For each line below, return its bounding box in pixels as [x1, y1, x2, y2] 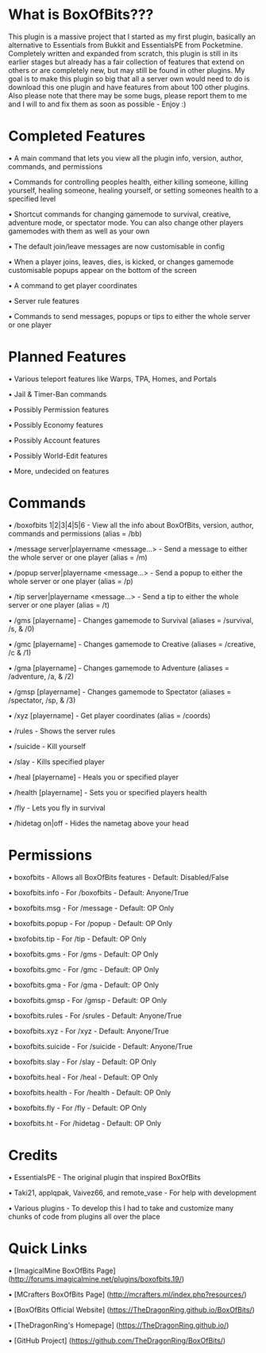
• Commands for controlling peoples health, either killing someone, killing [8, 177, 249, 186]
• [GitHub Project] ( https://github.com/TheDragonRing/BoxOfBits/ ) [8, 1336, 226, 1345]
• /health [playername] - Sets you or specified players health [8, 787, 207, 797]
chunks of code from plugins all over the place [8, 1212, 160, 1221]
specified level [8, 194, 56, 203]
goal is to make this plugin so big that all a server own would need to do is [8, 74, 250, 83]
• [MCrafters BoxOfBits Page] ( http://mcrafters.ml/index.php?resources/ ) [8, 1290, 248, 1299]
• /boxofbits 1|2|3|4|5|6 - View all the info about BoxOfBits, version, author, [8, 520, 254, 529]
